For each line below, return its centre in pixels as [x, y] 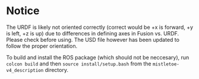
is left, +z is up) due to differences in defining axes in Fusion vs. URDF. [93, 33]
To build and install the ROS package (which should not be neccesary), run [98, 57]
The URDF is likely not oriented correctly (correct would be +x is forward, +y [100, 27]
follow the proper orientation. [42, 46]
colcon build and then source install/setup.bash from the [79, 64]
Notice [23, 11]
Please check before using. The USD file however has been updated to [93, 39]
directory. [56, 70]
